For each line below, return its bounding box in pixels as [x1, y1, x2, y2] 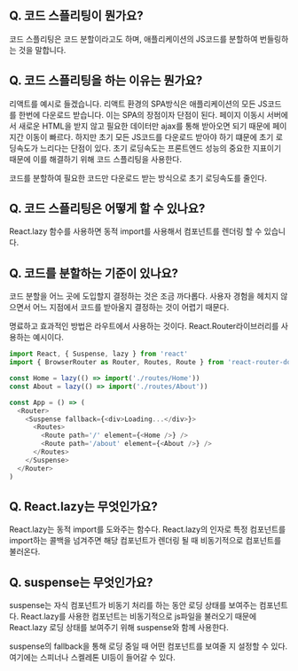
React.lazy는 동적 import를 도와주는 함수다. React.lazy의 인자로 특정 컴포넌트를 [9, 524, 286, 534]
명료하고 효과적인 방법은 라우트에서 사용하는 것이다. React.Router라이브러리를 [9, 321, 279, 332]
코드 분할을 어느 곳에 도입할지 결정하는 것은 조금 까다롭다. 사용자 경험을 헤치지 [9, 291, 279, 301]
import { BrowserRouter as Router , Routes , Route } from [9, 358, 224, 367]
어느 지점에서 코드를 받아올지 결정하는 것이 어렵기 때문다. [32, 302, 230, 313]
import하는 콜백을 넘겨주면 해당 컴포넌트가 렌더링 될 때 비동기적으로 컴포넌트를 [9, 535, 282, 546]
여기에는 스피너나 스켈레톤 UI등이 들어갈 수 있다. [9, 652, 176, 663]
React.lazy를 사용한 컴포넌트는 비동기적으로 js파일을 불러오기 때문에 [20, 611, 257, 622]
